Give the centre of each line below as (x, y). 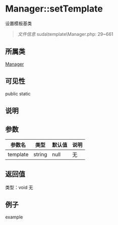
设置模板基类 (18, 23)
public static (18, 93)
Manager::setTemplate (54, 9)
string (40, 154)
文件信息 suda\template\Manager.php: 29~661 (65, 34)
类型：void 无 (19, 187)
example (14, 217)
